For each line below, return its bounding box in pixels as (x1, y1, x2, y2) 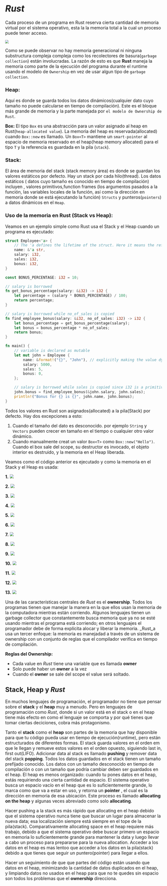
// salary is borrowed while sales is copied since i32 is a (14, 385, 143, 390)
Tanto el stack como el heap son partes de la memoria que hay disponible (5, 729, 158, 735)
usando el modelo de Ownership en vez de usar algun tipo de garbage (5, 68, 146, 75)
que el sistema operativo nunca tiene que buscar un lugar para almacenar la (5, 813, 161, 819)
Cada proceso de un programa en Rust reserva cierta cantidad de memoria (5, 19, 159, 25)
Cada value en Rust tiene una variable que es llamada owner (12, 660, 137, 667)
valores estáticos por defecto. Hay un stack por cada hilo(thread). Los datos (5, 173, 162, 179)
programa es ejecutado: (5, 228, 54, 234)
